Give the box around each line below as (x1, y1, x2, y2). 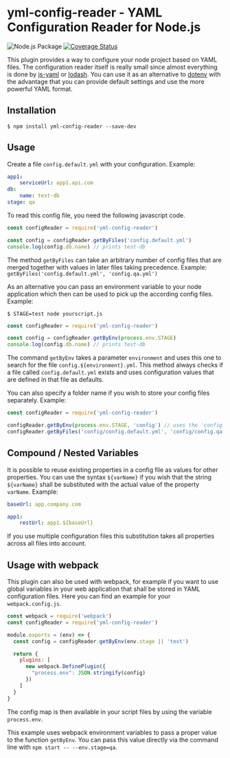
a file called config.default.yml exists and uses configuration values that (7, 368, 214, 376)
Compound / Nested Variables (7, 447, 139, 459)
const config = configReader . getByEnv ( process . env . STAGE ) (7, 335, 176, 342)
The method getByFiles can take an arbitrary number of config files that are (7, 256, 222, 264)
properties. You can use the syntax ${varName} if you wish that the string (7, 473, 211, 481)
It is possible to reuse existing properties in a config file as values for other (7, 466, 218, 474)
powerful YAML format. (7, 85, 73, 93)
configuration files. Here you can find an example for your (7, 592, 171, 600)
